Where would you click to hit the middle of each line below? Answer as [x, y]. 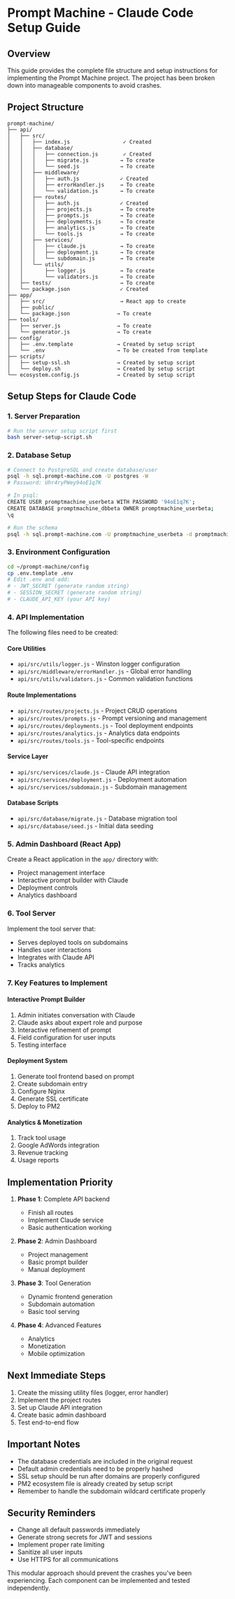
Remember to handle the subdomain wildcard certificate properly [112, 1491]
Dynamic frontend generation [70, 1297]
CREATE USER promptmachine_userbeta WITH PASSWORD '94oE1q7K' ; [101, 502]
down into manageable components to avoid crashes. [85, 85]
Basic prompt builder [58, 1262]
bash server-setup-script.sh [50, 437]
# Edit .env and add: [39, 579]
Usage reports [38, 1160]
